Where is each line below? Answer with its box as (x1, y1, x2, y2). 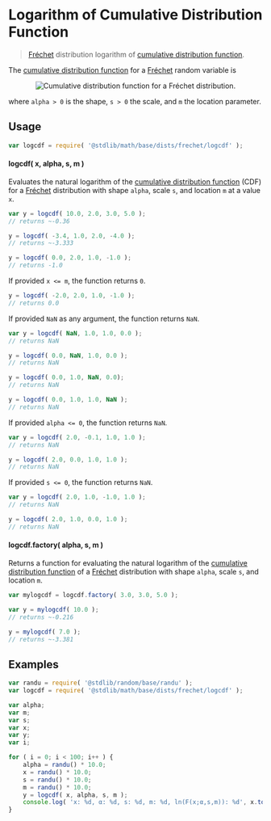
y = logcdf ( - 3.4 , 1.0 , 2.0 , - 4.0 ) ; (8, 232, 135, 240)
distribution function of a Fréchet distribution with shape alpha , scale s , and (8, 567, 260, 577)
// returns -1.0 (8, 261, 63, 270)
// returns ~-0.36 (8, 217, 70, 225)
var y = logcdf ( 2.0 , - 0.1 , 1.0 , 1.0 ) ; (8, 433, 147, 441)
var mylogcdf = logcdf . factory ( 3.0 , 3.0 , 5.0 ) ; (8, 592, 179, 600)
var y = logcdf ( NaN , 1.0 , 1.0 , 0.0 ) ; (8, 329, 143, 337)
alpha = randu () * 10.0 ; (23, 761, 106, 769)
